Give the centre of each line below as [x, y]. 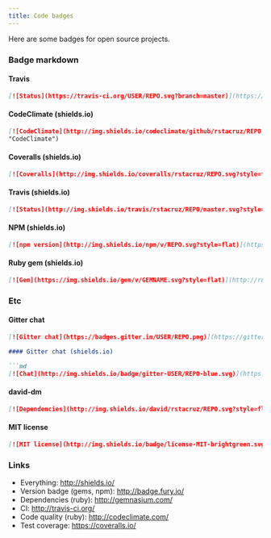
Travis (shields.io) [39, 192]
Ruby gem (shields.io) [46, 263]
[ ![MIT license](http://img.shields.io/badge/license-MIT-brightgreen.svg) [138, 444]
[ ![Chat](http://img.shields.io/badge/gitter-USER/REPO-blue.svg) [122, 373]
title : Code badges [41, 16]
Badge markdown [44, 60]
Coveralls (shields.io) [45, 157]
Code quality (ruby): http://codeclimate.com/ [94, 516]
